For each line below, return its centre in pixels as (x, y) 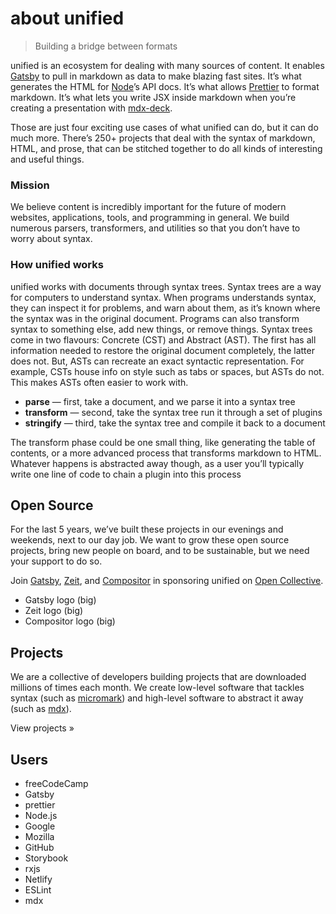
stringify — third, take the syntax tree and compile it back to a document (175, 423)
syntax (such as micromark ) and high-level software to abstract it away (157, 698)
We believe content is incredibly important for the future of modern (148, 207)
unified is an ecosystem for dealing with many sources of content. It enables (167, 65)
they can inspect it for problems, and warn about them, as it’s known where (165, 308)
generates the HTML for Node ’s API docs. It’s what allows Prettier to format (165, 86)
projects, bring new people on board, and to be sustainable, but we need (160, 551)
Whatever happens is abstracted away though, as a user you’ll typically (157, 463)
